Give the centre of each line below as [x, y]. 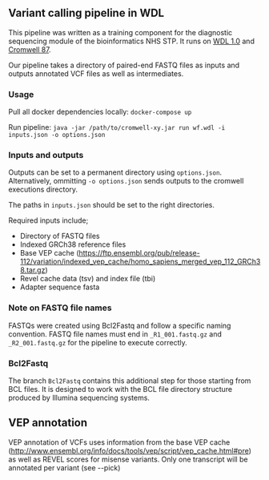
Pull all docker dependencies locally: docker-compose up [100, 112]
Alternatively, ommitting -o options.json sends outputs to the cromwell [126, 181]
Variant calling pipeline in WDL [86, 13]
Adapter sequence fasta [60, 287]
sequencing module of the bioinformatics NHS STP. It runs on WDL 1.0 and [131, 41]
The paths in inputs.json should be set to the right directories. [111, 205]
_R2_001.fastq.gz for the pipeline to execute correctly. [98, 342]
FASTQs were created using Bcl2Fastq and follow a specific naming [120, 325]
